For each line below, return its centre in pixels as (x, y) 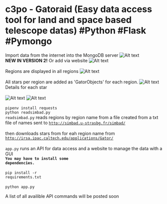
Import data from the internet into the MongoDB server (62, 55)
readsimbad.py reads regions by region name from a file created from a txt (82, 117)
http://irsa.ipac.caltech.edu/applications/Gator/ (59, 138)
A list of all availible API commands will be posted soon (62, 196)
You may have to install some (37, 159)
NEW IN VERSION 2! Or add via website (47, 60)
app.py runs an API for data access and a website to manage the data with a (84, 148)
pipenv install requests (31, 108)
